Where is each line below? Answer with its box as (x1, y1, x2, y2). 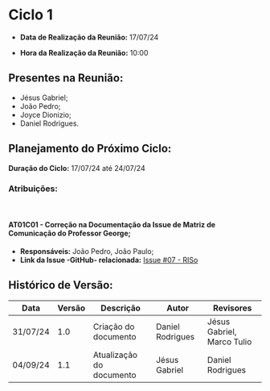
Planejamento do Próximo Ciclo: (8, 142, 172, 156)
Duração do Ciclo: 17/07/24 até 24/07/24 (8, 163, 146, 173)
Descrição (100, 302, 141, 314)
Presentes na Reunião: (8, 71, 124, 85)
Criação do (92, 321, 135, 332)
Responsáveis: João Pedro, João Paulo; (19, 247, 154, 256)
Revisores (212, 302, 252, 314)
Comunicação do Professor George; (8, 228, 131, 239)
